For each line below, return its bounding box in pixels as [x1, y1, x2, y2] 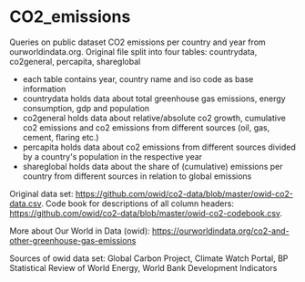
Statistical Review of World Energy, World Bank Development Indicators [9, 262, 278, 273]
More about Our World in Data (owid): [9, 225, 150, 236]
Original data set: [9, 188, 74, 199]
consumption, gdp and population [22, 102, 150, 113]
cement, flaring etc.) [22, 131, 99, 142]
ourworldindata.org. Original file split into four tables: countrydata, [9, 46, 258, 57]
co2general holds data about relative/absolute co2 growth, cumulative [22, 112, 287, 123]
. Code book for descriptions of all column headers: [40, 198, 235, 209]
